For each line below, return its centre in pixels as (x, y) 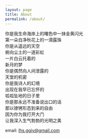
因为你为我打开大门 (25, 114)
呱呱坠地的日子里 (22, 96)
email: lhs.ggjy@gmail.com (33, 131)
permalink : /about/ (25, 19)
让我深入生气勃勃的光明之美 (33, 121)
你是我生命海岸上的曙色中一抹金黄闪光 (44, 34)
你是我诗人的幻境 (22, 83)
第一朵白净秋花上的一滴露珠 (33, 40)
